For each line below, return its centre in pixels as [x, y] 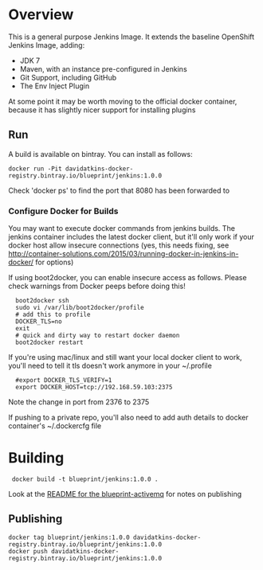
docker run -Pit [35, 169]
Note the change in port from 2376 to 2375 [79, 402]
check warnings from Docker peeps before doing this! [97, 286]
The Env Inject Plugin [55, 86]
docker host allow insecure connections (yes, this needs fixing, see [119, 245]
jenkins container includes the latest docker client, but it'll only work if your [131, 237]
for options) [55, 262]
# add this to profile [53, 315]
